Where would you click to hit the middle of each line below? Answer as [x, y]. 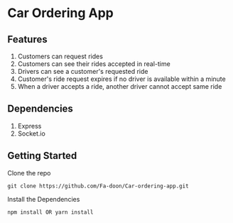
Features [27, 39]
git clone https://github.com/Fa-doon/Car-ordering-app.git [98, 186]
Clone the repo [29, 173]
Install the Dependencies [44, 199]
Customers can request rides [60, 56]
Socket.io [32, 134]
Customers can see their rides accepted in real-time [94, 64]
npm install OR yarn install [50, 212]
